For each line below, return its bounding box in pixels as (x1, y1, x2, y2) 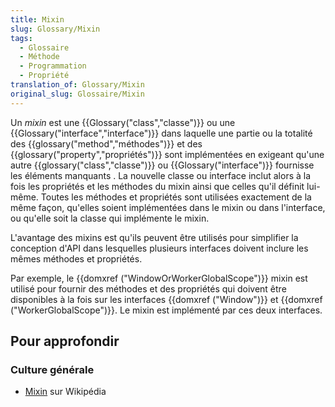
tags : (10, 33, 33, 43)
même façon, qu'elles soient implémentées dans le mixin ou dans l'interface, (10, 201, 326, 213)
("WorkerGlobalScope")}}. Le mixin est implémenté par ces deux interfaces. (10, 304, 323, 316)
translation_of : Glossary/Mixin (10, 80, 145, 90)
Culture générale (10, 362, 95, 376)
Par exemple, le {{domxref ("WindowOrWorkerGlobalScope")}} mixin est (10, 272, 308, 284)
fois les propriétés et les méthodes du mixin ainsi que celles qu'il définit (10, 180, 305, 192)
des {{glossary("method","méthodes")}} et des (10, 137, 203, 150)
